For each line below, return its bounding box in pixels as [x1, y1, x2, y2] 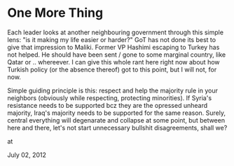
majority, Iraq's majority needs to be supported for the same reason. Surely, [7, 109, 226, 117]
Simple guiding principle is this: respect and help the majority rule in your [7, 86, 219, 95]
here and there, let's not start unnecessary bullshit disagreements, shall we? [7, 123, 228, 132]
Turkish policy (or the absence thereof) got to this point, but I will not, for [7, 65, 217, 74]
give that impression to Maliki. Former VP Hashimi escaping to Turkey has [7, 43, 220, 51]
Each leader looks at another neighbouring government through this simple [7, 28, 224, 36]
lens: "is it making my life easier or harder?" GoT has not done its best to [7, 35, 216, 43]
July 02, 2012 [7, 151, 47, 159]
